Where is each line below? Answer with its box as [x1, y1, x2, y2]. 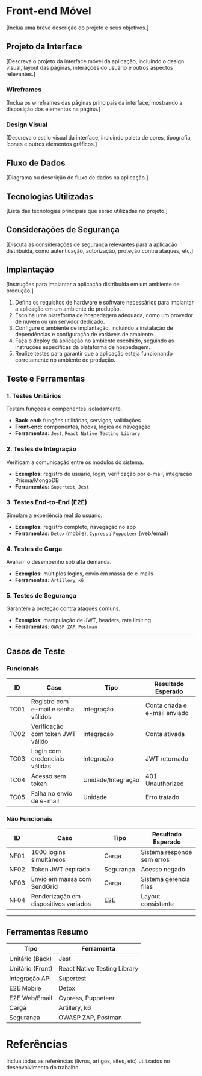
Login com [31, 747, 61, 756]
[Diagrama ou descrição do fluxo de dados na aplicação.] [6, 174, 148, 181]
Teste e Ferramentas [6, 373, 85, 383]
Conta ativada [145, 730, 185, 738]
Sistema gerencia [141, 875, 191, 883]
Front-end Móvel [6, 4, 91, 18]
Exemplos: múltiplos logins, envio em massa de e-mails [14, 570, 153, 577]
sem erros [141, 856, 170, 864]
